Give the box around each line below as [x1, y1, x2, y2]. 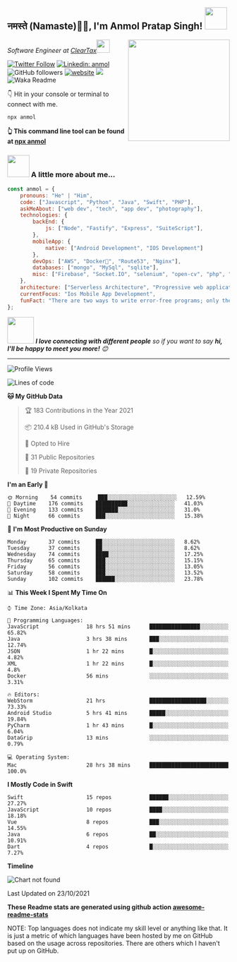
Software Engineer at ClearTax [7, 46, 97, 54]
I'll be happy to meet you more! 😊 [7, 344, 109, 353]
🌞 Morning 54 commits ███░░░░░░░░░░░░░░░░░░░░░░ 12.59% [7, 493, 206, 501]
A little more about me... [30, 169, 116, 179]
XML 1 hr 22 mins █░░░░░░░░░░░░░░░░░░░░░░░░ [7, 660, 229, 667]
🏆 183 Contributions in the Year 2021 [24, 406, 134, 414]
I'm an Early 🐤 [7, 480, 49, 488]
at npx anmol [7, 137, 47, 145]
